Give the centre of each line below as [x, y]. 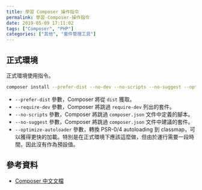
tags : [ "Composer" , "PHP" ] [40, 29]
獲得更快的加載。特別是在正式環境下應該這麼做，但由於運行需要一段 [105, 136]
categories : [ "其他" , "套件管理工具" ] [51, 34]
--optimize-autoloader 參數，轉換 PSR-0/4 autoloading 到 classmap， [103, 129]
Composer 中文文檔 [39, 180]
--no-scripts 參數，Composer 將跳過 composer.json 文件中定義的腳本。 [104, 114]
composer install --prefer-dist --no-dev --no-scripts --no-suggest [94, 87]
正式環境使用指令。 [30, 75]
